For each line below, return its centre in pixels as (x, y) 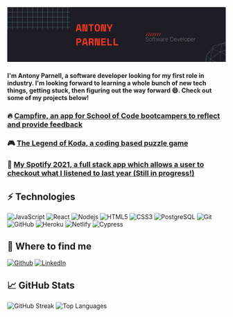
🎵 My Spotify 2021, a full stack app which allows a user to (106, 165)
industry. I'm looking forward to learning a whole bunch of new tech (107, 83)
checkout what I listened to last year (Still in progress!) (101, 173)
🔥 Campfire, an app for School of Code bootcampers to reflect (114, 115)
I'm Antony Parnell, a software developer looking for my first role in (106, 75)
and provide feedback (45, 124)
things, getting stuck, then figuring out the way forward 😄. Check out (110, 90)
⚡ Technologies (41, 196)
